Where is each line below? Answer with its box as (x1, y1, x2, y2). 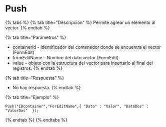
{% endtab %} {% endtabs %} (5, 117, 67, 123)
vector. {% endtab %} (5, 24, 50, 30)
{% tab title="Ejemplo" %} (5, 94, 59, 100)
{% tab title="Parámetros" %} (5, 34, 66, 40)
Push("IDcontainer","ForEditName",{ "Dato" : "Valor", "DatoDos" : (5, 104, 149, 109)
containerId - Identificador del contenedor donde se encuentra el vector (12, 44, 161, 50)
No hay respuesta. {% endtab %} (12, 84, 81, 90)
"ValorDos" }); (5, 108, 39, 113)
